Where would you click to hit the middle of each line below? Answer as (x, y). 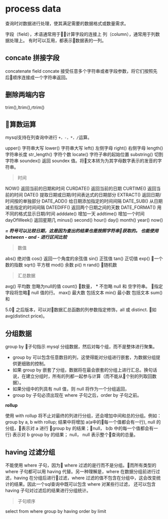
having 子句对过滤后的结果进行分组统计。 (48, 490)
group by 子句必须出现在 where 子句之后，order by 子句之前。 (77, 395)
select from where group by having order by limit (56, 511)
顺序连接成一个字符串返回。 (41, 77)
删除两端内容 (25, 95)
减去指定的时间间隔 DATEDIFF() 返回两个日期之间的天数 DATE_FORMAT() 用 (83, 207)
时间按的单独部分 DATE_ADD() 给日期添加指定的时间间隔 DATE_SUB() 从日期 (84, 201)
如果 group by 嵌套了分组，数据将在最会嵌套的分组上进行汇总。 (78, 370)
